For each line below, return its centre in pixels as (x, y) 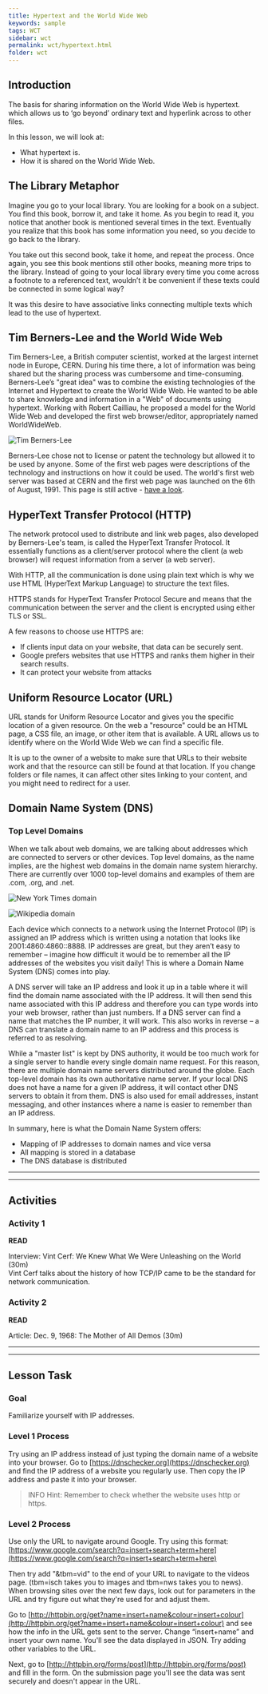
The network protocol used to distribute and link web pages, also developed (134, 534)
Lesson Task (40, 1376)
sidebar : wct (30, 38)
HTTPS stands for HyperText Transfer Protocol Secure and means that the (130, 599)
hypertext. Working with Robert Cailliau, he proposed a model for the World (132, 408)
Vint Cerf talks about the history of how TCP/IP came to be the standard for (132, 1273)
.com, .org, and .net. (41, 882)
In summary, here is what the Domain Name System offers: (105, 1128)
